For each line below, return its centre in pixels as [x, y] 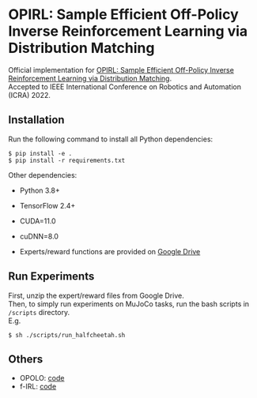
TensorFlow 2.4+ [47, 205]
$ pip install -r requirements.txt [67, 160]
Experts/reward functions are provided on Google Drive [110, 251]
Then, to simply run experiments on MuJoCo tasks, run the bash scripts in [129, 304]
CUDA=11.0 [38, 221]
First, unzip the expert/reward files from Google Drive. [96, 295]
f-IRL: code [38, 387]
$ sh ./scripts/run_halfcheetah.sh [67, 335]
